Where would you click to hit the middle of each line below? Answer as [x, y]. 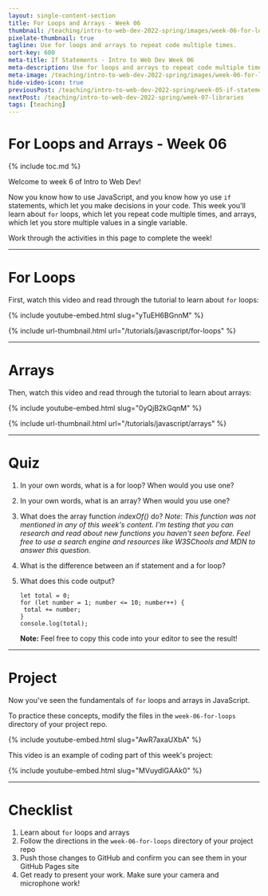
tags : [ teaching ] [37, 105]
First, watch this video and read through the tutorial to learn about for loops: [134, 300]
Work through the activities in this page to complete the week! [110, 238]
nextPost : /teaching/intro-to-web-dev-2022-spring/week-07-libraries [126, 97]
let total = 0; [45, 595]
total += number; [52, 610]
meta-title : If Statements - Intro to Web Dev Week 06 [101, 61]
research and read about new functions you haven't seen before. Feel [135, 533]
